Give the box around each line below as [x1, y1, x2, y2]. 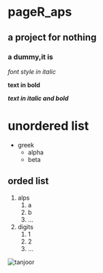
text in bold [8, 80, 40, 89]
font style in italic [8, 67, 57, 75]
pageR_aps [8, 4, 72, 20]
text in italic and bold [8, 94, 69, 102]
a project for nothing [8, 32, 97, 43]
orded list [8, 176, 49, 187]
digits [17, 222, 33, 230]
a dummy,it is [8, 52, 54, 62]
